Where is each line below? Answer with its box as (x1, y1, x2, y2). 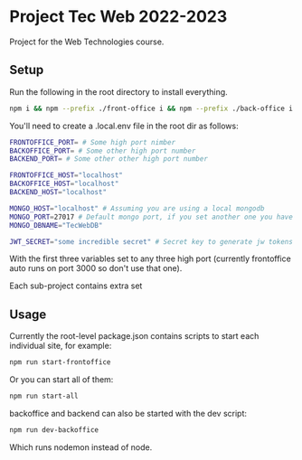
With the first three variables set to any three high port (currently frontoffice (9, 253, 291, 264)
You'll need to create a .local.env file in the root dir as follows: (9, 120, 240, 131)
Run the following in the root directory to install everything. (9, 86, 228, 97)
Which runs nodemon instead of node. (9, 441, 153, 453)
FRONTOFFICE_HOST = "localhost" (9, 171, 124, 180)
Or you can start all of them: (9, 374, 114, 385)
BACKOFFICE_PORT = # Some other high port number (9, 146, 196, 155)
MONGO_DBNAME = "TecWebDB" (9, 221, 103, 230)
